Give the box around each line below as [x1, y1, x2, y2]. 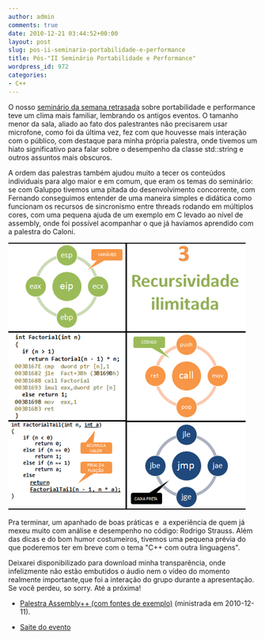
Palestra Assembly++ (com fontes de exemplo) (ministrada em [19, 598, 224, 608]
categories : [8, 71, 47, 79]
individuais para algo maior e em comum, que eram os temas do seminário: [8, 176, 253, 186]
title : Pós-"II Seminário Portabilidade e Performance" [8, 55, 196, 62]
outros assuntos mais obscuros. [8, 153, 112, 162]
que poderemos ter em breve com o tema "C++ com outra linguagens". [8, 543, 240, 552]
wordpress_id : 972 [8, 63, 69, 71]
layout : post [8, 38, 51, 46]
